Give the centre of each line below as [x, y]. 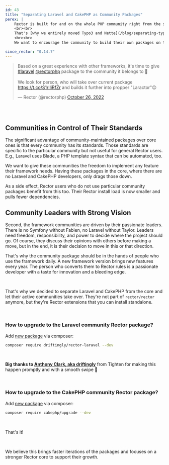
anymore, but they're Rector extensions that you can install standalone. [79, 302]
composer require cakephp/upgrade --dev [48, 413]
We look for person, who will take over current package [75, 82]
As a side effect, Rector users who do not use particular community [75, 186]
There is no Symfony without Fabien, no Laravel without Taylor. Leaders [79, 230]
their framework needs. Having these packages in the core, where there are [84, 171]
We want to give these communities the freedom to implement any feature [82, 166]
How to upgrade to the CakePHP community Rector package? [82, 393]
